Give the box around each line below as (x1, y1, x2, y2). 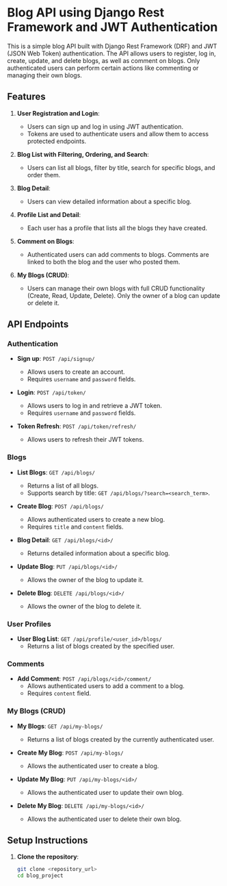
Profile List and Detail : (16, 210, 81, 218)
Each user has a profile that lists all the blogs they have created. (27, 224, 208, 232)
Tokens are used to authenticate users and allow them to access (27, 129, 209, 138)
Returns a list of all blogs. (27, 481, 99, 490)
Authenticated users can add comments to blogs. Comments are (27, 250, 210, 258)
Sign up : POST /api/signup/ (16, 355, 95, 363)
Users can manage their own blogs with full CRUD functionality (27, 284, 205, 292)
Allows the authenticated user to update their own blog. (27, 788, 184, 796)
